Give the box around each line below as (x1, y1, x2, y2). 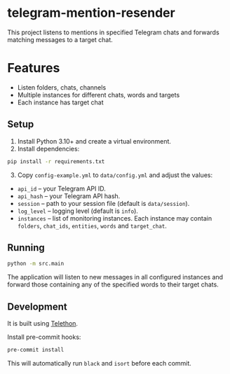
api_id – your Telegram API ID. (17, 184, 107, 193)
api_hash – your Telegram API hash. (17, 191, 121, 200)
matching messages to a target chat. (7, 35, 114, 43)
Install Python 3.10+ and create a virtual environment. (17, 137, 172, 145)
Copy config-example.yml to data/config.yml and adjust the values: (17, 170, 212, 179)
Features (7, 60, 60, 76)
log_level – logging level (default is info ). (17, 207, 139, 215)
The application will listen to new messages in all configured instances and (7, 273, 223, 282)
